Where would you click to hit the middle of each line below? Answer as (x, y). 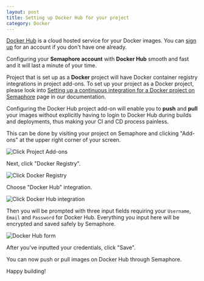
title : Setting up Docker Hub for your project (68, 18)
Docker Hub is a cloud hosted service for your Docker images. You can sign (101, 41)
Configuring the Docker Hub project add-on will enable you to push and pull (102, 109)
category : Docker (28, 23)
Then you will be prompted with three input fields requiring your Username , (99, 211)
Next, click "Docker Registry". (44, 164)
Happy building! (26, 271)
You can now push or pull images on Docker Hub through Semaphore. (94, 260)
